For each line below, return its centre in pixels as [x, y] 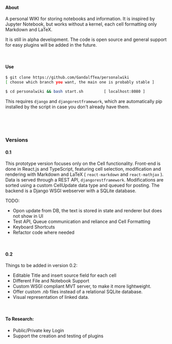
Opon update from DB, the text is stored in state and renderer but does [87, 211]
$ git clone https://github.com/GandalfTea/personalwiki [67, 77]
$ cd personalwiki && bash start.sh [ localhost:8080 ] [75, 92]
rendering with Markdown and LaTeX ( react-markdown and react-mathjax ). [84, 174]
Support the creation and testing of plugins [58, 336]
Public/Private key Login [38, 330]
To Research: [20, 319]
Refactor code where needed [44, 232]
